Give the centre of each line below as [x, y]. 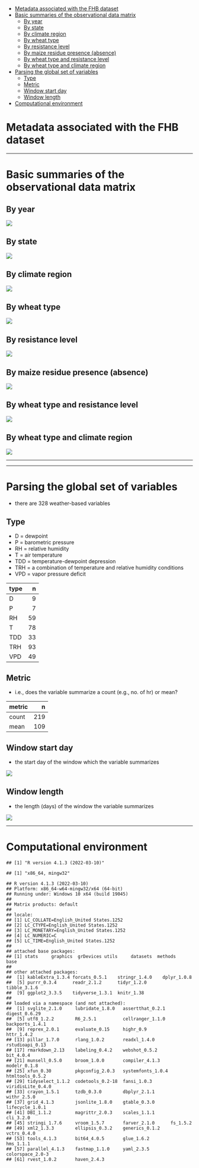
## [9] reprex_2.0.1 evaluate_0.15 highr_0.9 [76, 1029]
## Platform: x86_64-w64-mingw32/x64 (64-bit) [65, 888]
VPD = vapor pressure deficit [50, 574]
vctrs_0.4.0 [21, 1133]
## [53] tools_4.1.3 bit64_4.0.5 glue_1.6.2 [78, 1138]
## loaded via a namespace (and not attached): [66, 1003]
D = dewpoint [31, 536]
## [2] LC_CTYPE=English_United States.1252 [62, 925]
